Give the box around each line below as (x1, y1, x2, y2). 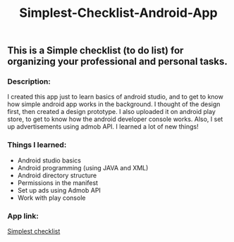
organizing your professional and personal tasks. (7, 56, 228, 68)
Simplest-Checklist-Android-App (19, 5, 218, 21)
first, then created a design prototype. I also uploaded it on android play (7, 108, 216, 116)
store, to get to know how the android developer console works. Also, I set (7, 115, 223, 124)
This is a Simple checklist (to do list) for (7, 44, 184, 57)
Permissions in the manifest (17, 178, 99, 187)
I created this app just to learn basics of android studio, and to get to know (7, 93, 223, 101)
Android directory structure (17, 171, 97, 179)
